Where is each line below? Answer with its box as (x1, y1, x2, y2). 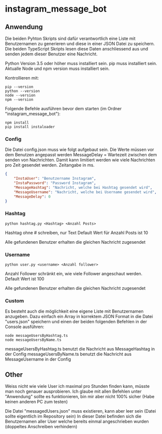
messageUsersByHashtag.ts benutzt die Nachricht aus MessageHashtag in (5, 346, 155, 352)
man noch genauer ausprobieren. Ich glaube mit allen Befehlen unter (5, 388, 142, 394)
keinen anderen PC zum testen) (5, 399, 68, 405)
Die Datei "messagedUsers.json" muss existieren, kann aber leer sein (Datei (5, 408, 156, 414)
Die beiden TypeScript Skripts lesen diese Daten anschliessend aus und (5, 46, 148, 51)
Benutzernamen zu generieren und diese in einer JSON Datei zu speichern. (5, 41, 155, 47)
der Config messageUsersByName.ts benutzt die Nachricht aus (5, 351, 132, 357)
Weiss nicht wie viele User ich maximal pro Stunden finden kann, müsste (5, 384, 150, 389)
